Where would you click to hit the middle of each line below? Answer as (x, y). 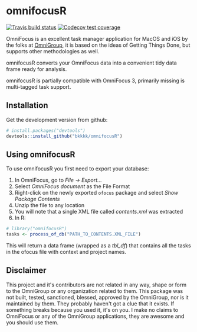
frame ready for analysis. (37, 69)
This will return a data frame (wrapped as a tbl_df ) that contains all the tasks (98, 246)
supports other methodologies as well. (53, 51)
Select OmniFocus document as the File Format (72, 186)
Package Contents (37, 199)
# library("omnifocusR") (37, 229)
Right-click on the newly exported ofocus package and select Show (96, 193)
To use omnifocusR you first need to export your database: (78, 169)
